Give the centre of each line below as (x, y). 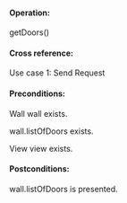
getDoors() (30, 32)
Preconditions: (37, 93)
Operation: (30, 13)
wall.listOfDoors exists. (51, 131)
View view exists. (41, 148)
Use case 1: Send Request (57, 73)
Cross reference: (42, 53)
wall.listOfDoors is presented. (63, 189)
